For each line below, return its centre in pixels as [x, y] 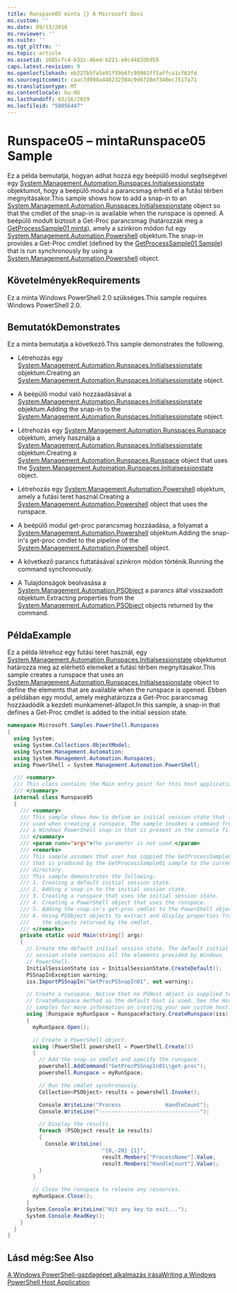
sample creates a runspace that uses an [65, 675]
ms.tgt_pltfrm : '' [34, 47]
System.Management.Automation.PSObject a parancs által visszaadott [120, 591]
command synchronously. [55, 569]
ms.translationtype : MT [42, 86]
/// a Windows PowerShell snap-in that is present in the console [120, 830]
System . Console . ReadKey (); [66, 1216]
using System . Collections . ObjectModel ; [72, 745]
